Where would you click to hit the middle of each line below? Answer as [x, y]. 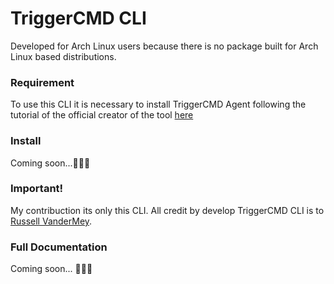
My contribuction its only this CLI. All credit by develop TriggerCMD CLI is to [167, 210]
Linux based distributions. [63, 56]
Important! [37, 189]
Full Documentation [59, 247]
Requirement [42, 82]
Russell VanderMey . [51, 221]
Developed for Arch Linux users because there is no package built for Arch [164, 46]
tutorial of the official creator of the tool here [102, 115]
